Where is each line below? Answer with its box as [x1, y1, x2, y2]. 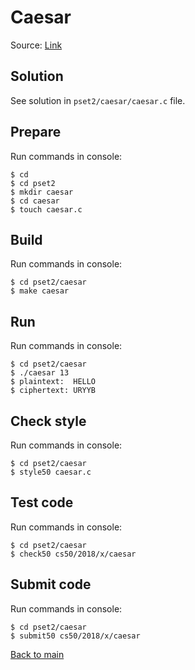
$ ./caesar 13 [10, 368, 70, 378]
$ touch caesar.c [10, 204, 83, 215]
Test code [10, 494, 74, 511]
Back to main [10, 648, 65, 660]
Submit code [10, 576, 92, 593]
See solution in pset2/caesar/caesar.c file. [10, 94, 186, 106]
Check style [10, 412, 87, 430]
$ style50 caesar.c [10, 467, 92, 477]
